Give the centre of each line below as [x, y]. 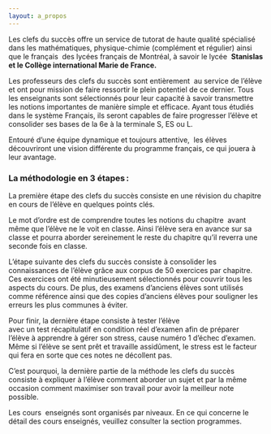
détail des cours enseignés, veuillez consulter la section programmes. [125, 421]
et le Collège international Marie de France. [82, 65]
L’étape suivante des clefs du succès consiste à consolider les [113, 262]
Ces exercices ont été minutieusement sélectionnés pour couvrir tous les [131, 279]
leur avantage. [32, 157]
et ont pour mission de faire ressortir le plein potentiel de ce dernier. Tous [131, 89]
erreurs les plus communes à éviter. [68, 305]
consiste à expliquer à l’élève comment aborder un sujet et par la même [128, 380]
